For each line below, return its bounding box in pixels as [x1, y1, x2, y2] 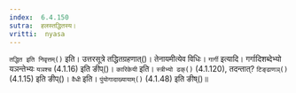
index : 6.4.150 [9, 12, 69, 22]
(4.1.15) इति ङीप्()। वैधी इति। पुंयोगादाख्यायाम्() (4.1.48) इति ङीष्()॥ [9, 74, 209, 84]
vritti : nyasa [9, 29, 66, 38]
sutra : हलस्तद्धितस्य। [9, 21, 77, 30]
